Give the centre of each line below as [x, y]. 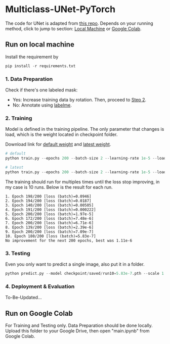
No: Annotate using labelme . [42, 105]
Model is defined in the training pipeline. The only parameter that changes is [85, 129]
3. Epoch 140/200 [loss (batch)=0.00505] [50, 205]
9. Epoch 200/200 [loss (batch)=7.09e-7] [50, 232]
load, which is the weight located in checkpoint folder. [61, 134]
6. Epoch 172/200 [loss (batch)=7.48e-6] [50, 218]
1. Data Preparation [29, 79]
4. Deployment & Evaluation [40, 286]
